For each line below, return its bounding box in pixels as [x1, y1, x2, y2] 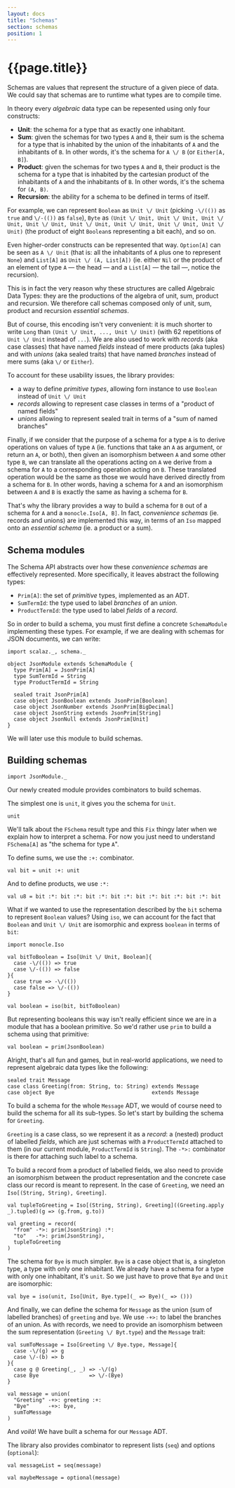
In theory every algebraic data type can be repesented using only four [7, 105, 210, 113]
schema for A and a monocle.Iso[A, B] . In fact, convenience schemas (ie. [7, 509, 219, 517]
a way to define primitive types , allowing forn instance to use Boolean [17, 385, 217, 393]
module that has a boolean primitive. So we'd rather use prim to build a [7, 1022, 212, 1030]
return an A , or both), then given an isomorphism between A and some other [7, 451, 226, 459]
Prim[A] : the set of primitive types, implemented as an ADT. [17, 591, 189, 599]
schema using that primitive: [7, 1030, 89, 1038]
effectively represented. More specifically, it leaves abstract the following [7, 570, 220, 578]
